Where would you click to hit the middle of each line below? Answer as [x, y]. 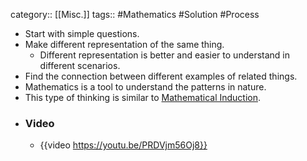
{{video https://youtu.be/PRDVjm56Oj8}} [123, 145]
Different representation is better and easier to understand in [164, 55]
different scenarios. [80, 65]
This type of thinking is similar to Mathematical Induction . [143, 97]
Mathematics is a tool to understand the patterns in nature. [145, 87]
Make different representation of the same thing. [124, 44]
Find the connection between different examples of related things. [161, 76]
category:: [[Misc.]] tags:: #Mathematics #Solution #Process [135, 14]
